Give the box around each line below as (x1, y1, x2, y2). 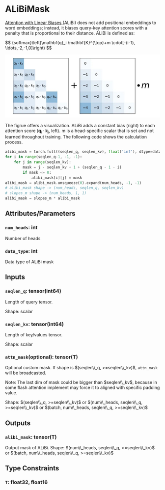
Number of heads (5, 235, 41, 241)
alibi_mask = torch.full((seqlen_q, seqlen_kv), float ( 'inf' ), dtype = (5, 149, 153, 154)
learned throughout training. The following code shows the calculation (5, 134, 147, 140)
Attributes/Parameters (5, 210, 76, 218)
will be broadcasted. (5, 370, 47, 376)
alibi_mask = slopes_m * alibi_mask (5, 196, 80, 201)
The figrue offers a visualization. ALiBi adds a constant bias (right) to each (5, 122, 156, 128)
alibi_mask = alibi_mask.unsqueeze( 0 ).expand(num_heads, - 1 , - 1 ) (5, 180, 141, 185)
